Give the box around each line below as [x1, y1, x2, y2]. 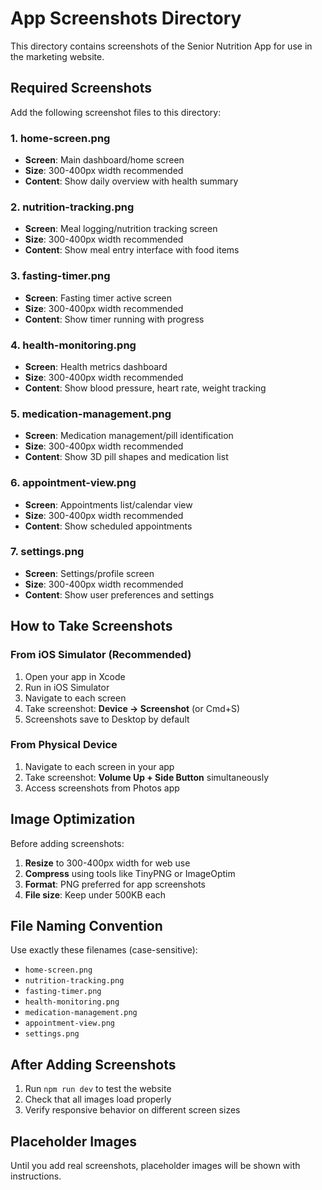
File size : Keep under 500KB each [24, 888, 167, 901]
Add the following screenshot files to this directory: [10, 106, 222, 118]
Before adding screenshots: [10, 837, 125, 849]
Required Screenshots [10, 80, 153, 97]
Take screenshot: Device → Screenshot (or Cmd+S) [24, 702, 241, 714]
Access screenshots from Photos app [24, 782, 180, 794]
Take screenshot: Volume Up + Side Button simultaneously [24, 771, 270, 783]
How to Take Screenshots [10, 618, 173, 635]
